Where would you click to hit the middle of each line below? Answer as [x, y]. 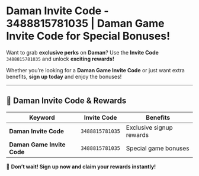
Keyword [42, 117]
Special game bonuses [158, 148]
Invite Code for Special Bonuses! [88, 36]
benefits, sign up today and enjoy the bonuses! [64, 76]
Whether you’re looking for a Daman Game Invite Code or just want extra [95, 70]
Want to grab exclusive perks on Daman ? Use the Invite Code [82, 52]
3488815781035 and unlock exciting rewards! [60, 59]
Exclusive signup [149, 127]
